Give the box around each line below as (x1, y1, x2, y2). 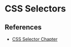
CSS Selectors (5, 3, 66, 14)
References (5, 23, 42, 31)
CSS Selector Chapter (12, 36, 58, 42)
